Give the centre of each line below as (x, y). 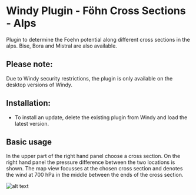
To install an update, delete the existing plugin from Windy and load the (101, 117)
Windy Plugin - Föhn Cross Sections (96, 11)
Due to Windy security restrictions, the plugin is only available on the (89, 78)
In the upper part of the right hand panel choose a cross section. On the (93, 156)
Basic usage (29, 142)
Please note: (29, 64)
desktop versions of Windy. (39, 85)
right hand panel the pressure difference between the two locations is (91, 162)
